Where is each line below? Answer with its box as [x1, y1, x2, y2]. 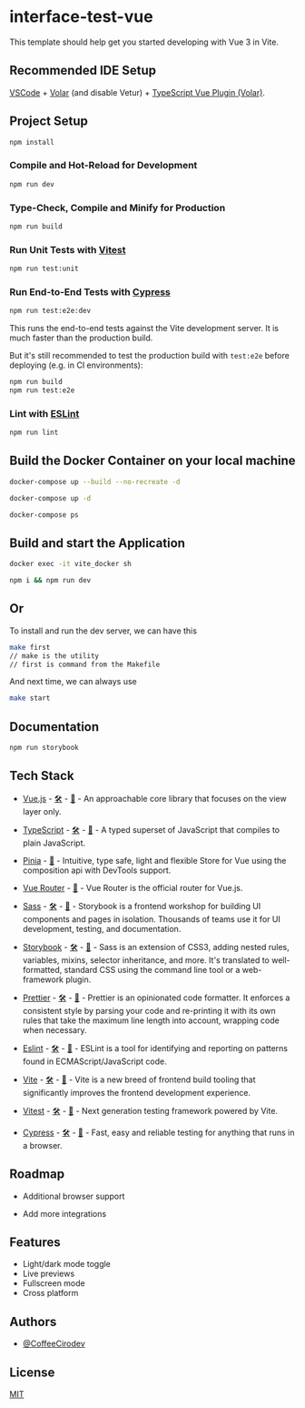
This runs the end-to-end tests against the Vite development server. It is [9, 323, 280, 334]
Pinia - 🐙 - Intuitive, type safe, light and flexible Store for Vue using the [22, 855, 287, 866]
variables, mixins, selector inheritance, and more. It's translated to [22, 954, 271, 966]
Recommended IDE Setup [9, 63, 157, 78]
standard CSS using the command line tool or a [64, 964, 241, 975]
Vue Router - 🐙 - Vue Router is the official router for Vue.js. [22, 882, 243, 893]
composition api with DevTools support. [22, 865, 172, 876]
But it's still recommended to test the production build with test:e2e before [9, 350, 290, 361]
